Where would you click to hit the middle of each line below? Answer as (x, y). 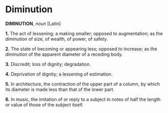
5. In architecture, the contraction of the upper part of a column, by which (83, 84)
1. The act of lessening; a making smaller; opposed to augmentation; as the (84, 33)
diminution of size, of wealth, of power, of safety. (57, 39)
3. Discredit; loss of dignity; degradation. (48, 64)
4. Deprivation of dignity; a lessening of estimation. (59, 74)
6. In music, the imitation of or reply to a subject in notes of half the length (83, 99)
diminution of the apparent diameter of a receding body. (64, 54)
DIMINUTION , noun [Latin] (33, 24)
